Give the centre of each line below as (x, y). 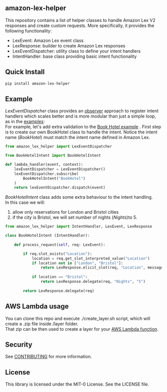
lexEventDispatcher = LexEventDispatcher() (60, 169)
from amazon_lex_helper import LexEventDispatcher (59, 146)
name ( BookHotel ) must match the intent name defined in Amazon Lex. (78, 137)
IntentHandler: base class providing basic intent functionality (75, 56)
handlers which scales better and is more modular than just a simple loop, (81, 116)
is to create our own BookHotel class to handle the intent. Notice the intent (81, 132)
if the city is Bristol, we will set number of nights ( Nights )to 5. (75, 217)
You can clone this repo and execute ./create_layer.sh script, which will (78, 318)
